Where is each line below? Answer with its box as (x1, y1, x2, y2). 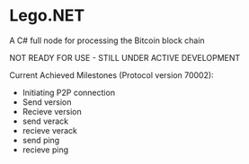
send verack (22, 116, 69, 126)
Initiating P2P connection (22, 87, 115, 98)
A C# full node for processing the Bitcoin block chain (9, 35, 205, 46)
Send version (22, 96, 72, 108)
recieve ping (22, 144, 69, 155)
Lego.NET (9, 5, 85, 26)
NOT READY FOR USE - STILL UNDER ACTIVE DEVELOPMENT (9, 52, 241, 63)
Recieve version (22, 106, 83, 117)
